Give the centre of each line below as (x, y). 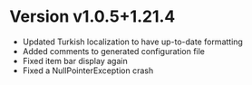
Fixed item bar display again (75, 61)
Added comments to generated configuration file (114, 51)
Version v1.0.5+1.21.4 (92, 17)
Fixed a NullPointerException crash (88, 71)
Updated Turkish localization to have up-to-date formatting (132, 42)
